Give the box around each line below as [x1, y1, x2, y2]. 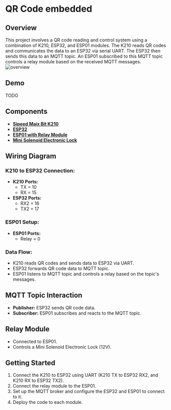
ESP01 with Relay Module [12, 131, 68, 138]
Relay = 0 [20, 235, 41, 242]
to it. [12, 394, 22, 400]
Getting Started [5, 358, 56, 367]
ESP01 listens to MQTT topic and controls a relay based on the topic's [12, 271, 159, 277]
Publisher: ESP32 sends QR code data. [12, 304, 96, 310]
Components [5, 107, 47, 116]
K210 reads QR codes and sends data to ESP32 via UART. [12, 260, 134, 266]
